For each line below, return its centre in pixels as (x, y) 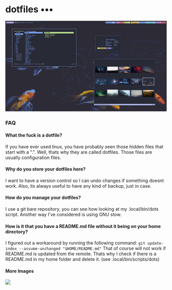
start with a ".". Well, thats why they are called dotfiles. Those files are (79, 152)
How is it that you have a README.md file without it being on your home (83, 226)
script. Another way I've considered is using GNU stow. (63, 214)
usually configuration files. (33, 158)
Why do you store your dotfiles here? (46, 169)
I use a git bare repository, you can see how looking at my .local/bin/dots (82, 209)
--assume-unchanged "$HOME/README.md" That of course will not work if (92, 249)
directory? (17, 232)
